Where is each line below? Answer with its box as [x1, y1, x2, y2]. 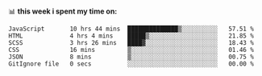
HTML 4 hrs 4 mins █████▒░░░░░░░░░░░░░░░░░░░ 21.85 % [8, 32, 254, 40]
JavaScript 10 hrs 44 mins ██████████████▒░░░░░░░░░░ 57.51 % [8, 25, 254, 33]
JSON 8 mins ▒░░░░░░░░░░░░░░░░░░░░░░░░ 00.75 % [8, 53, 254, 61]
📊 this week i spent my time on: [8, 6, 118, 16]
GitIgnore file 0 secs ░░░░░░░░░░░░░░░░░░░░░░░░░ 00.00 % [8, 60, 254, 68]
